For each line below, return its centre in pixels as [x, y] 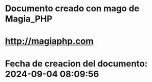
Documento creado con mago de [72, 9]
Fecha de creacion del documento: [76, 63]
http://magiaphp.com [49, 41]
